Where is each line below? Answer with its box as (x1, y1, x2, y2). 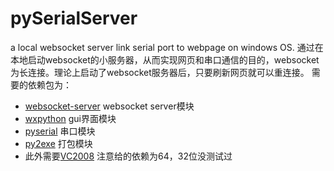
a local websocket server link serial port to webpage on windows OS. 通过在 (10, 41, 324, 53)
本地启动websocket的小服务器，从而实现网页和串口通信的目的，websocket (10, 53, 320, 66)
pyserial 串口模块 (24, 125, 96, 137)
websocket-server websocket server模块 (24, 100, 195, 112)
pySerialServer (10, 7, 138, 30)
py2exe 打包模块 (24, 137, 93, 149)
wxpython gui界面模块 (24, 112, 117, 124)
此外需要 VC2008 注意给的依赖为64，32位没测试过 (24, 150, 233, 162)
